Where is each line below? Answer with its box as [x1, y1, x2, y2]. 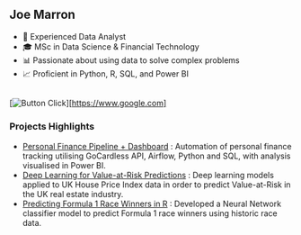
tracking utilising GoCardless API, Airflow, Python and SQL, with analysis [22, 150, 291, 161]
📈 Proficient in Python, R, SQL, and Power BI [22, 68, 189, 79]
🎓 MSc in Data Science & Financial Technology [22, 41, 199, 52]
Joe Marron [9, 7, 76, 23]
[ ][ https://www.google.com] [9, 98, 167, 109]
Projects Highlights [9, 121, 95, 133]
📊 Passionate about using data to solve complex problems [22, 54, 240, 66]
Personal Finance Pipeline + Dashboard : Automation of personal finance [22, 140, 292, 151]
